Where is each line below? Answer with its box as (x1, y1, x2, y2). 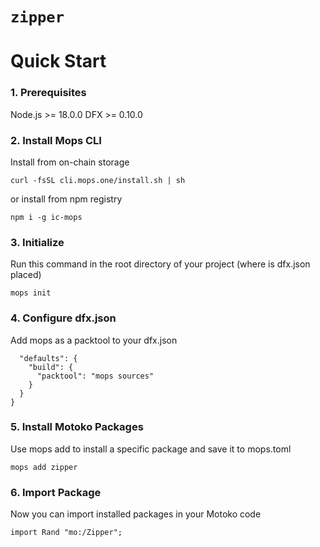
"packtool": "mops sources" (36, 371, 155, 381)
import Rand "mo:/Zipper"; (10, 528, 123, 538)
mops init (10, 288, 52, 298)
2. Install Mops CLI (10, 133, 102, 147)
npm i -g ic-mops (10, 212, 83, 222)
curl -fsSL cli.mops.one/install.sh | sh (10, 175, 186, 185)
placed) (10, 269, 42, 281)
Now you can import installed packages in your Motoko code (10, 508, 262, 520)
